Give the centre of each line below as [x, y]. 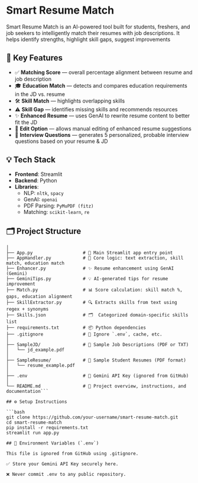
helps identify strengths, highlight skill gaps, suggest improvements [88, 39]
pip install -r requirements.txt [47, 428]
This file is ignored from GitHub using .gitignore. [72, 454]
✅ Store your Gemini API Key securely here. [62, 464]
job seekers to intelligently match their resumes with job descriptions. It [93, 33]
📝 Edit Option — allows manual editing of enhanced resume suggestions [103, 129]
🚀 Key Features [35, 58]
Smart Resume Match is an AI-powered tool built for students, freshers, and [98, 27]
